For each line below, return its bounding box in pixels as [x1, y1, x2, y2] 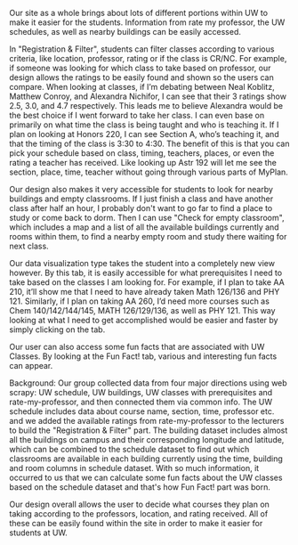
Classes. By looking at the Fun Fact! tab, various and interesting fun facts [9, 351, 278, 362]
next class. [9, 240, 49, 251]
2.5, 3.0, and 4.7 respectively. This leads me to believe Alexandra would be [9, 101, 283, 110]
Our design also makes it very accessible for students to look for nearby [9, 184, 274, 194]
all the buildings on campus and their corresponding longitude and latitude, [9, 435, 285, 444]
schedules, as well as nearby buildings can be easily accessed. [9, 27, 242, 37]
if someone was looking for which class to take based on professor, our [9, 62, 271, 73]
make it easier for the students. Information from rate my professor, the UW [9, 17, 286, 28]
